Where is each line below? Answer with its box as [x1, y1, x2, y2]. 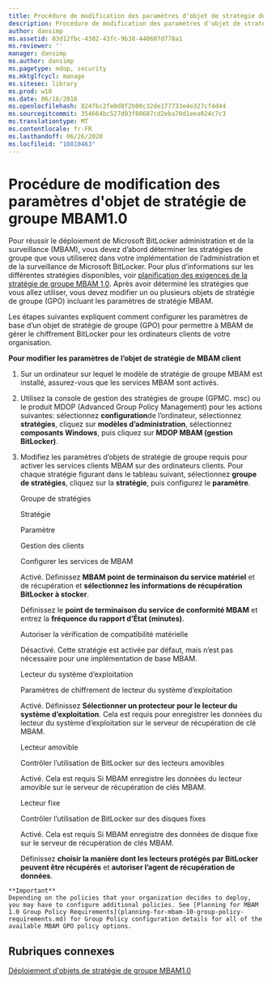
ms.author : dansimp [8, 58, 74, 66]
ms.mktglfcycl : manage [8, 72, 85, 80]
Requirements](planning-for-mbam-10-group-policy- [70, 908, 244, 917]
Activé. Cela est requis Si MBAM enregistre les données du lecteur [19, 774, 243, 784]
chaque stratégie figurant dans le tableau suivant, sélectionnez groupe [19, 469, 257, 479]
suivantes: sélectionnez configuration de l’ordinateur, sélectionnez [19, 411, 242, 421]
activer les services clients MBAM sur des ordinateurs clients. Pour [19, 461, 244, 471]
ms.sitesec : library [8, 79, 79, 88]
